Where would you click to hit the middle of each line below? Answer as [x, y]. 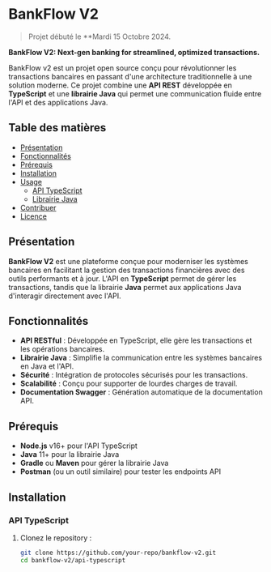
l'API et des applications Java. [58, 102]
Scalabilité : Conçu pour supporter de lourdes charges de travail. [129, 384]
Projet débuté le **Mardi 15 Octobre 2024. [100, 36]
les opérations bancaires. [62, 349]
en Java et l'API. [47, 366]
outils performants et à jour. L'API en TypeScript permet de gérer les [123, 278]
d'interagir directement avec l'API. [65, 296]
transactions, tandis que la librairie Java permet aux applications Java [125, 287]
